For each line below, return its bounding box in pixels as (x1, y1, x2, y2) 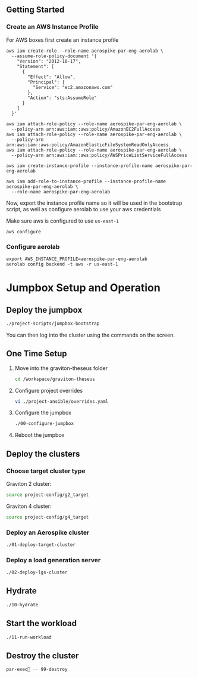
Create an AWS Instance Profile (6, 23, 99, 31)
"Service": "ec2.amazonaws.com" (32, 84, 113, 90)
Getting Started (6, 5, 65, 15)
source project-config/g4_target (6, 514, 89, 520)
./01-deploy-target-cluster (6, 542, 76, 548)
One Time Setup (6, 349, 67, 359)
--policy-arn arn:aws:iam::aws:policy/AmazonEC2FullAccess (11, 126, 161, 132)
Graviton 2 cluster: (6, 480, 52, 487)
